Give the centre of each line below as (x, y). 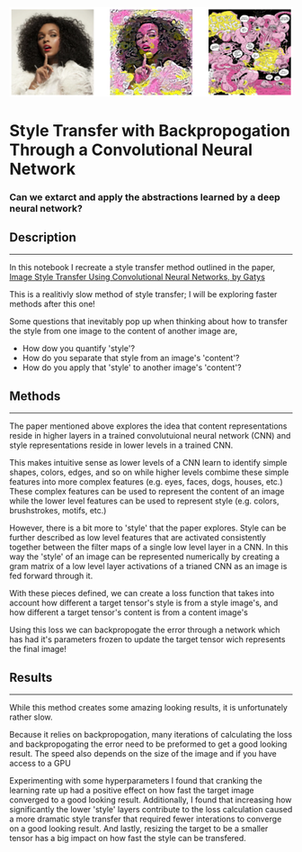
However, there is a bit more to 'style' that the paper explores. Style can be (148, 528)
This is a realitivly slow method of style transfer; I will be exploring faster (143, 295)
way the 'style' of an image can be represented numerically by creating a (145, 557)
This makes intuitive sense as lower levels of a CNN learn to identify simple (148, 463)
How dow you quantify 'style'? (79, 349)
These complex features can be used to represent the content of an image (147, 492)
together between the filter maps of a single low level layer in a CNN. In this (149, 548)
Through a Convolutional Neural (131, 150)
